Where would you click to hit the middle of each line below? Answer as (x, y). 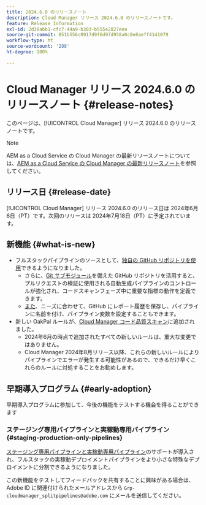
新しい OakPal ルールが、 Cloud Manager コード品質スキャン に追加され (105, 322)
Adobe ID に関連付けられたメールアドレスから (65, 488)
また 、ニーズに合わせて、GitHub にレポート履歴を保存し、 (98, 306)
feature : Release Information (45, 23)
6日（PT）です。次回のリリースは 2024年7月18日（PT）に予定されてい (96, 216)
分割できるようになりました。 (76, 467)
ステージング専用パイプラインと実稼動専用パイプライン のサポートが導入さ (100, 452)
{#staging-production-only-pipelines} (65, 438)
